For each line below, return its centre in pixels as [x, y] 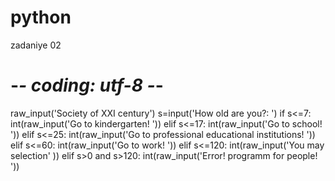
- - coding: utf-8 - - [87, 85]
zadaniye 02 [36, 45]
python [41, 17]
